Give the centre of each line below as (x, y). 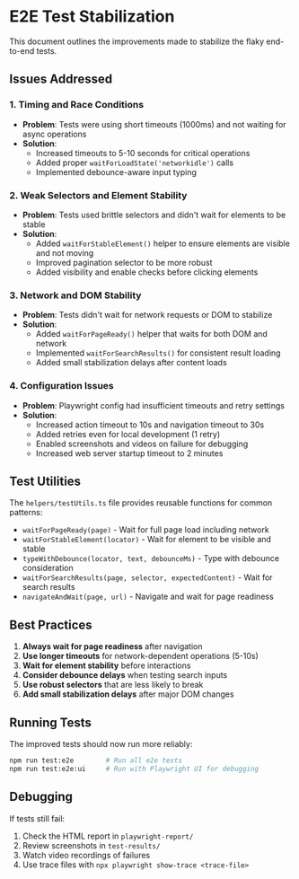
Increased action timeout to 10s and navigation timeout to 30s (150, 425)
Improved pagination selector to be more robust (124, 262)
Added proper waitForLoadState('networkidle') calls (135, 163)
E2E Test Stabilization (92, 17)
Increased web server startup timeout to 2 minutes (129, 453)
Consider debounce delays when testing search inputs (125, 675)
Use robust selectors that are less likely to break (113, 685)
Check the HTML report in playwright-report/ (108, 836)
